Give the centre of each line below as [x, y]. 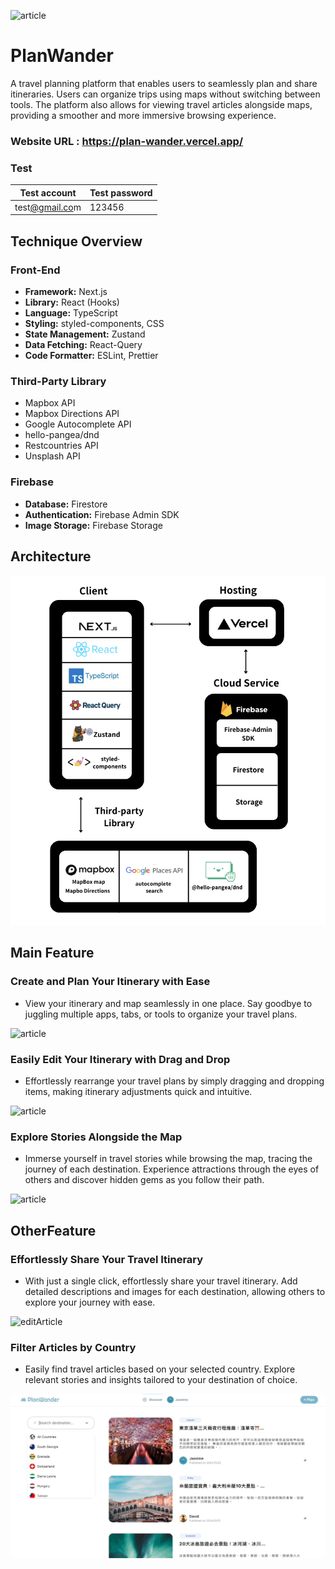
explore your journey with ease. [90, 1302]
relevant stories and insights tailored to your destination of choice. [161, 1380]
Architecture [51, 556]
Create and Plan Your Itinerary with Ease [110, 982]
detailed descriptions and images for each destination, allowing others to [175, 1291]
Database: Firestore [66, 504]
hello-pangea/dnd [62, 435]
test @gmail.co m [48, 207]
